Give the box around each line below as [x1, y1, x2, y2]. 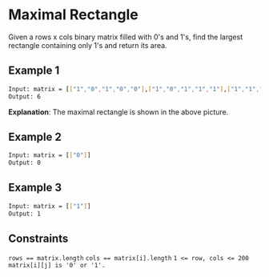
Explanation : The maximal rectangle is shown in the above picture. [8, 106, 229, 117]
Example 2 [8, 130, 62, 143]
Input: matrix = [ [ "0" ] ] [8, 151, 91, 159]
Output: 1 [8, 210, 42, 218]
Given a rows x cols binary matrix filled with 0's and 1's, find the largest [8, 32, 243, 42]
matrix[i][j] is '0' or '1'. [8, 262, 106, 270]
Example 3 [8, 181, 62, 195]
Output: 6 [8, 92, 42, 101]
